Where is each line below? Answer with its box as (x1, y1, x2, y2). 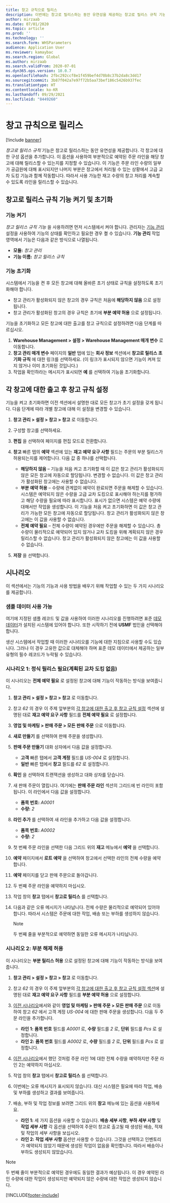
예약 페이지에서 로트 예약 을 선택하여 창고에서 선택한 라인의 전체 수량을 (13, 855, 152, 861)
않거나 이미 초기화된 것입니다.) (18, 363, 79, 369)
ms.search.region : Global (6, 54, 60, 60)
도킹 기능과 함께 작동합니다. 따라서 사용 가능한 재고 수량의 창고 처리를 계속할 (11, 173, 160, 179)
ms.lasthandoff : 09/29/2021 (6, 92, 65, 97)
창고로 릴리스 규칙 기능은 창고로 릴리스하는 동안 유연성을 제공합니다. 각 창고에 (6, 147, 158, 154)
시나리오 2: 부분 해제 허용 (6, 945, 64, 952)
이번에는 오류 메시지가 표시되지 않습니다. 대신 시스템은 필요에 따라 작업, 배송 (13, 1083, 163, 1089)
